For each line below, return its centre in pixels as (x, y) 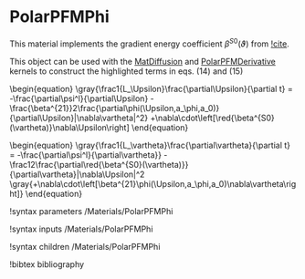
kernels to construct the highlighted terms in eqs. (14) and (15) (126, 71)
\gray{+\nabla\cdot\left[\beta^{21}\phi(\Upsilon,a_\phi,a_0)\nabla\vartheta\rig (153, 183)
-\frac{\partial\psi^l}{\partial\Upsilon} (79, 98)
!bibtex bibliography (47, 264)
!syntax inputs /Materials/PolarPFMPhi (81, 229)
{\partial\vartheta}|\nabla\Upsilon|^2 (77, 174)
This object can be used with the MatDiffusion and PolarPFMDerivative (142, 61)
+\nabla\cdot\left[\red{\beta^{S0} (213, 118)
